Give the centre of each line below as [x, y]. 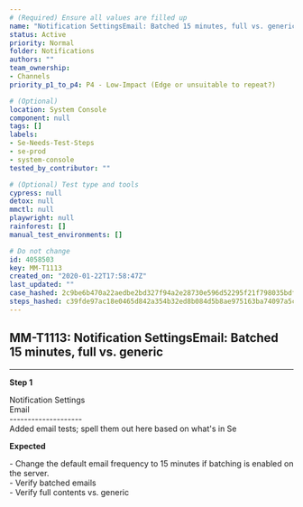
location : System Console [58, 109]
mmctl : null [32, 210]
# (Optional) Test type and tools [74, 184]
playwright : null [42, 218]
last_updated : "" [42, 285]
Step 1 [21, 382]
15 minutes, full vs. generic [87, 352]
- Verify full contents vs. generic [69, 492]
